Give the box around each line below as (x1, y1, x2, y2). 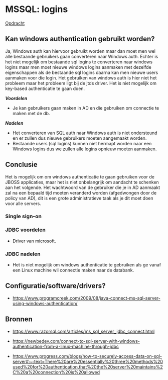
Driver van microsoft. (12, 238, 56, 244)
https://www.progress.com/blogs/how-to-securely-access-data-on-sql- (12, 353, 162, 359)
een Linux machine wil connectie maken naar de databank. (12, 267, 134, 273)
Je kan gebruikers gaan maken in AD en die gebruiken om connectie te (12, 105, 159, 111)
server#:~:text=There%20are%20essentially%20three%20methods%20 (12, 358, 163, 364)
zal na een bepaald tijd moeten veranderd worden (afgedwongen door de (5, 189, 157, 196)
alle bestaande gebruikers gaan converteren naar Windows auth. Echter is (5, 53, 158, 59)
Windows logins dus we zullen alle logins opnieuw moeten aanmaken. (12, 146, 157, 152)
